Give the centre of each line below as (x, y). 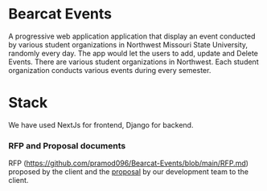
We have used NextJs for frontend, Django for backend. (101, 124)
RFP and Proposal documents (67, 145)
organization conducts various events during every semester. (110, 70)
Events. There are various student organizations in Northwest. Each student (133, 62)
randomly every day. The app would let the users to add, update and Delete (133, 53)
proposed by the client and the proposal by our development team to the (129, 172)
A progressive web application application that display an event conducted (132, 36)
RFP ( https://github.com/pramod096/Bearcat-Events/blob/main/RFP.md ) (129, 163)
